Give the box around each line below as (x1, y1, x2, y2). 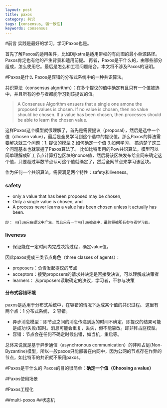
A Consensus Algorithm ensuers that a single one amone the (17, 101, 142, 107)
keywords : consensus (5, 26, 48, 31)
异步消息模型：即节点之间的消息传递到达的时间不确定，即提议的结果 (12, 318, 153, 324)
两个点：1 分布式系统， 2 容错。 (5, 308, 71, 314)
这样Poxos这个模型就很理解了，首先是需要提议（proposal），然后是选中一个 (5, 127, 161, 133)
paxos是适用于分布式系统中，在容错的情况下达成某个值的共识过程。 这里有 (5, 301, 159, 308)
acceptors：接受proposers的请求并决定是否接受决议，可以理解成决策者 (12, 271, 160, 277)
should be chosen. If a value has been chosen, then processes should (17, 112, 162, 118)
